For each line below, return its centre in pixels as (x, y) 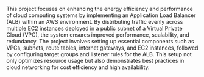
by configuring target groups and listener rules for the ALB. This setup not (99, 54)
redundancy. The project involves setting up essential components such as (100, 41)
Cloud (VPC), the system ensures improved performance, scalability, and (98, 35)
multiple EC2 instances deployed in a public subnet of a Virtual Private (94, 28)
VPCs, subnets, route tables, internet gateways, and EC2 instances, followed (102, 48)
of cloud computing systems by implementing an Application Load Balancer (101, 15)
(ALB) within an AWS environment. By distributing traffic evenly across (95, 22)
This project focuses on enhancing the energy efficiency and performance (100, 9)
